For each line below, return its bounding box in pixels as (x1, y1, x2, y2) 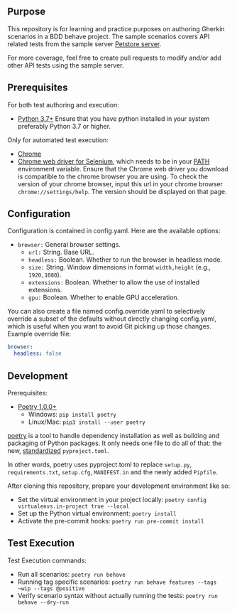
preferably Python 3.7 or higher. (17, 122, 111, 130)
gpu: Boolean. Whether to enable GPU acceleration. (28, 293, 180, 302)
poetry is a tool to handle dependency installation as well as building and (7, 432, 220, 439)
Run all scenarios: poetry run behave (17, 570, 126, 578)
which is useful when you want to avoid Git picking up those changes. (7, 322, 211, 331)
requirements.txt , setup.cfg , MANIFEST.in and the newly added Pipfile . (7, 468, 218, 476)
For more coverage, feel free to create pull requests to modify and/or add (7, 53, 221, 62)
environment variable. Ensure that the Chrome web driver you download (17, 164, 228, 173)
